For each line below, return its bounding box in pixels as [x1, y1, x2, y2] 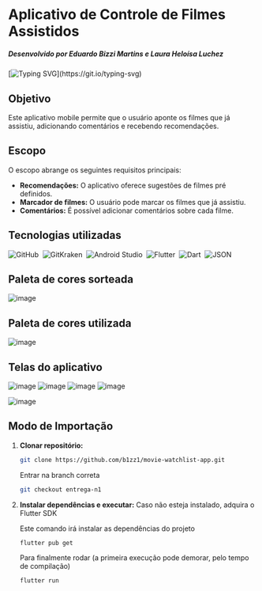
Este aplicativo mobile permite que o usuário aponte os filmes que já [8, 112, 230, 122]
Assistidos [8, 22, 80, 40]
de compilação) [19, 562, 71, 571]
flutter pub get [19, 539, 73, 547]
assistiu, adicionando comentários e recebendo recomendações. [8, 121, 219, 131]
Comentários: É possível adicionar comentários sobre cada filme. [19, 206, 234, 215]
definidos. [19, 188, 53, 199]
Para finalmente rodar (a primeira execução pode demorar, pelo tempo [19, 553, 250, 563]
